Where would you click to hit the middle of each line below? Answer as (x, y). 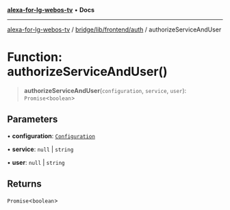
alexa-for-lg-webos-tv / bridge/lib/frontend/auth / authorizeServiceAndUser (114, 29)
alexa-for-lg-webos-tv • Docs (51, 10)
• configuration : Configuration (51, 135)
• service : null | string (40, 149)
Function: (35, 57)
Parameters (33, 119)
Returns (25, 184)
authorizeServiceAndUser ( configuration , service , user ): (105, 90)
